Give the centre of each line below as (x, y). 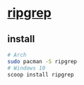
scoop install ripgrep (41, 74)
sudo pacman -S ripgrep (42, 61)
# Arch (17, 55)
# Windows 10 (26, 68)
